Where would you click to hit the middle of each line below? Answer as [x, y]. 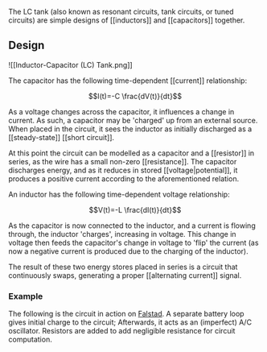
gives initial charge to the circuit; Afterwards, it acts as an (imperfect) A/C [130, 322]
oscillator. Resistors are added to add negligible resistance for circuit [122, 331]
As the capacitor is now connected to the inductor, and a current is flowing [132, 226]
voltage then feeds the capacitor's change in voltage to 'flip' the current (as [133, 242]
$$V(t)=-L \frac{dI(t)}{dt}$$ [135, 209]
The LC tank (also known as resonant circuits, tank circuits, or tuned [121, 12]
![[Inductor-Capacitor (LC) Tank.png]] [70, 64]
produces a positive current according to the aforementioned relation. [124, 178]
